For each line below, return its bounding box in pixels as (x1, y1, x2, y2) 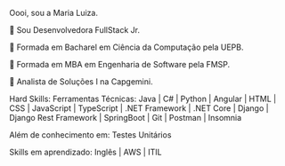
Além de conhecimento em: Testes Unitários (9, 130, 172, 140)
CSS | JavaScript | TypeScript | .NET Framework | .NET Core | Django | (9, 103, 269, 114)
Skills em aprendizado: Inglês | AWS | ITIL (9, 146, 162, 157)
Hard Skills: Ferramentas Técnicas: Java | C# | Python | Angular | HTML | (9, 93, 277, 104)
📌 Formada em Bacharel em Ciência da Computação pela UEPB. (9, 42, 244, 52)
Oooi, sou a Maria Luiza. (9, 8, 98, 18)
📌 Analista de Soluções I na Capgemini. (9, 76, 153, 87)
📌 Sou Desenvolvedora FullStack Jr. (9, 25, 141, 35)
